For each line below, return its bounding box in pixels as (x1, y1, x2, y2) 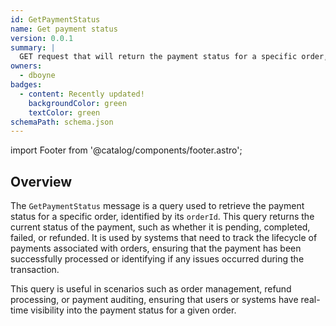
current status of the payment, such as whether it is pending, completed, (10, 221, 311, 233)
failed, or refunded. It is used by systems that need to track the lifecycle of (10, 232, 318, 244)
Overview (10, 173, 73, 190)
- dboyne (19, 71, 56, 81)
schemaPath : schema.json (10, 117, 114, 127)
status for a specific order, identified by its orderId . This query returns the (10, 211, 315, 223)
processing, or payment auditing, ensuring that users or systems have (10, 294, 299, 306)
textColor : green (28, 107, 101, 118)
